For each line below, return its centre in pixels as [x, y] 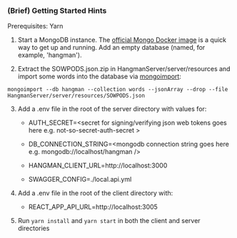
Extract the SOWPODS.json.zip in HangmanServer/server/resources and [124, 69]
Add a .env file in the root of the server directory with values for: [112, 109]
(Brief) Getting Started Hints [57, 11]
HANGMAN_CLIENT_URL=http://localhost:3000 [98, 165]
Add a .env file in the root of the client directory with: [95, 193]
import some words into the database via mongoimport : [100, 76]
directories [34, 228]
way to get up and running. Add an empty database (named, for [111, 48]
